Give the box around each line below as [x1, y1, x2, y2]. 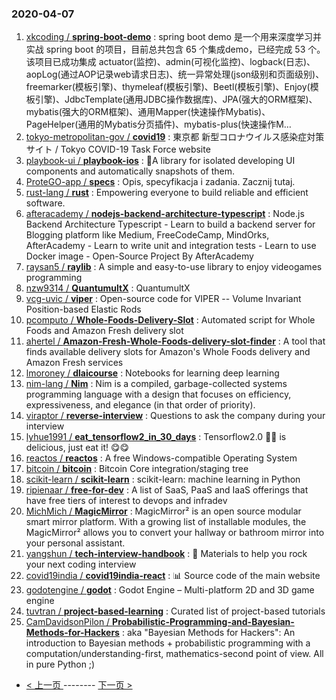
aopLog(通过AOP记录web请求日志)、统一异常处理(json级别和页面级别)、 [25, 68, 325, 81]
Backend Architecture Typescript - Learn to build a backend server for [25, 218, 316, 231]
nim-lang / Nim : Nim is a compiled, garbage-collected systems [25, 378, 288, 390]
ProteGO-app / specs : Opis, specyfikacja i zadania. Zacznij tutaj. [25, 176, 296, 188]
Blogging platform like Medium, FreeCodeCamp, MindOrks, [25, 229, 270, 241]
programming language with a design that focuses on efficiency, [25, 388, 292, 401]
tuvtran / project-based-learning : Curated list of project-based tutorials [25, 605, 326, 617]
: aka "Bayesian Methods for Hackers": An [121, 627, 296, 639]
